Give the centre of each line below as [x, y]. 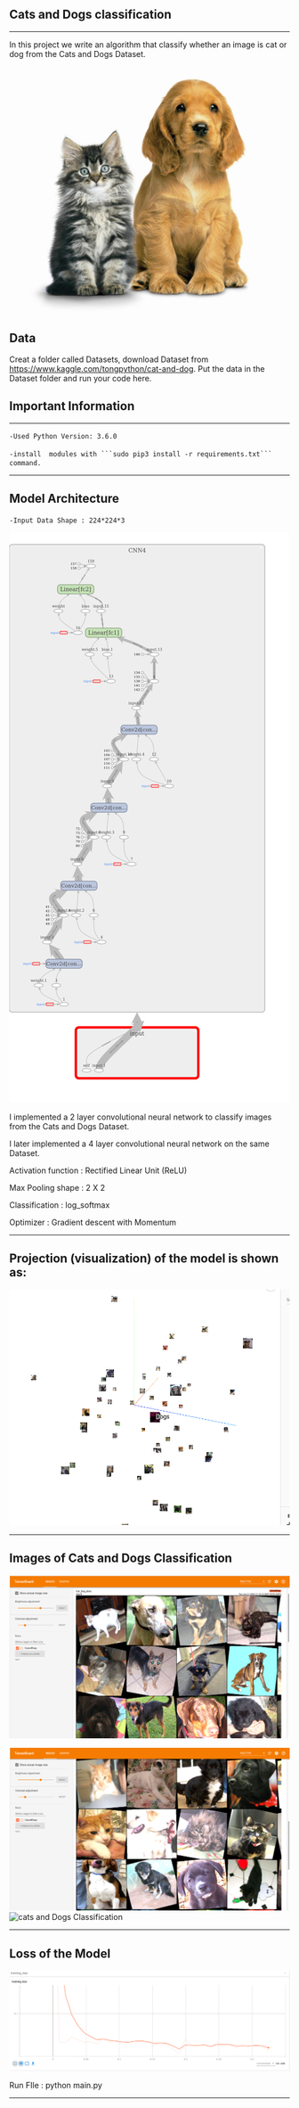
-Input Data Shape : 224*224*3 [67, 521]
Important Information [72, 406]
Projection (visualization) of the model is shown [144, 1259]
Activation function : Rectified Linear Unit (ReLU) [98, 1170]
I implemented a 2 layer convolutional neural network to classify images [141, 1117]
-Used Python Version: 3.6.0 [63, 436]
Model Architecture [65, 499]
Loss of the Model [60, 1953]
